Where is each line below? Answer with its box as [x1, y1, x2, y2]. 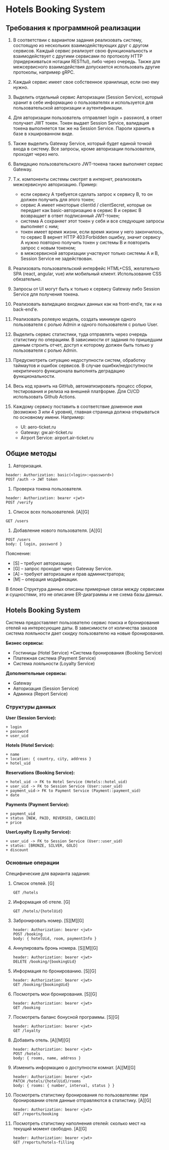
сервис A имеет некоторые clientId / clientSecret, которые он [20, 202, 152, 208]
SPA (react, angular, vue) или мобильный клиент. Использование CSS [13, 271, 161, 277]
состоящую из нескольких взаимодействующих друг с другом [13, 42, 149, 48]
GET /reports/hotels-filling [13, 1140, 74, 1145]
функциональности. [13, 373, 56, 379]
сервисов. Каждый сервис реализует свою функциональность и [13, 48, 152, 53]
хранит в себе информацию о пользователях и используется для [13, 99, 154, 105]
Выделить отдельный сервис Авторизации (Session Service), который [13, 94, 163, 100]
